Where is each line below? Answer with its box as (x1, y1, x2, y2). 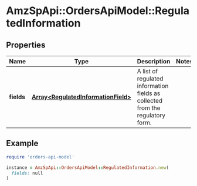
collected (137, 97, 163, 104)
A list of (137, 67, 158, 75)
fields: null (11, 170, 43, 176)
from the (137, 104, 161, 112)
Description (137, 58, 171, 65)
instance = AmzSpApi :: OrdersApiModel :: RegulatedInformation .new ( (6, 164, 169, 171)
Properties (6, 40, 46, 50)
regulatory (137, 111, 166, 119)
